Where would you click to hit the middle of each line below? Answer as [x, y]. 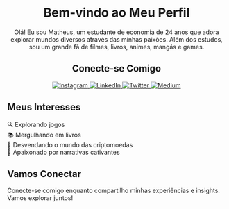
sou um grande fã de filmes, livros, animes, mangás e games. [117, 47]
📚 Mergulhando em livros [44, 135]
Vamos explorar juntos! [40, 198]
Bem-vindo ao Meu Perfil [117, 13]
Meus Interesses [44, 107]
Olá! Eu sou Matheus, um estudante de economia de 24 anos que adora [117, 32]
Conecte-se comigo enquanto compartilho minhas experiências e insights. [114, 191]
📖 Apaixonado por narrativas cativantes [63, 152]
